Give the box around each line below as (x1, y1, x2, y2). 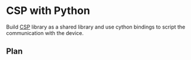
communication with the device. (6, 29, 84, 36)
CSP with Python (6, 4, 90, 17)
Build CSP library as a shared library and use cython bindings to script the (6, 23, 186, 30)
